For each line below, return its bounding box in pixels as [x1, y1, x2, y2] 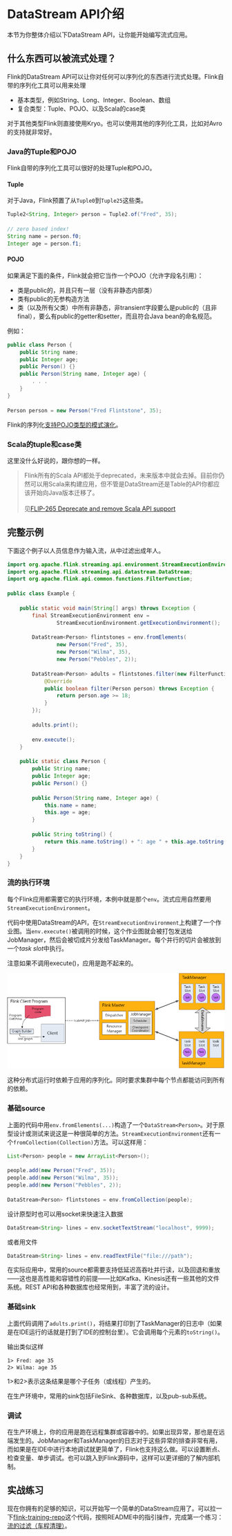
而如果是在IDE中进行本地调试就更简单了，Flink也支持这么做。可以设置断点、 [7, 1445, 224, 1454]
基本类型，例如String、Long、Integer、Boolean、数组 [17, 95, 171, 104]
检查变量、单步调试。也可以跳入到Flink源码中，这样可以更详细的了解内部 [7, 1454, 214, 1462]
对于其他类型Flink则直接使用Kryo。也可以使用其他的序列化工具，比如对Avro [7, 119, 222, 127]
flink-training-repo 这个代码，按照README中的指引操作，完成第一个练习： [13, 1512, 224, 1521]
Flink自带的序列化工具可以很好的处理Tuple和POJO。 [7, 164, 156, 172]
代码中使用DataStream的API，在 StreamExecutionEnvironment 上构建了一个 [7, 918, 215, 926]
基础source [7, 1104, 46, 1113]
